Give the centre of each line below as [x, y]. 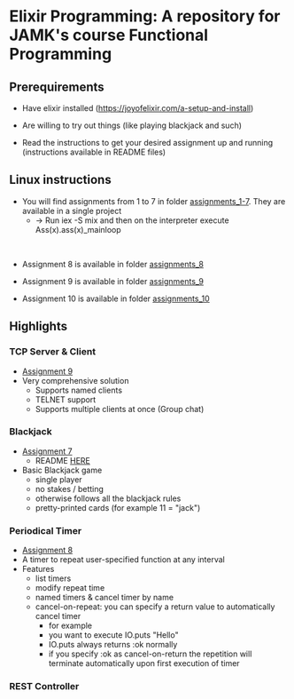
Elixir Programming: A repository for [145, 16]
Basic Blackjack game [62, 470]
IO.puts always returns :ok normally [113, 645]
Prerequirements [57, 87]
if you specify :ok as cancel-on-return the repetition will [150, 654]
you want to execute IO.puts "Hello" [113, 635]
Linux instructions [61, 180]
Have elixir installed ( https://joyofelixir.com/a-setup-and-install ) [138, 108]
